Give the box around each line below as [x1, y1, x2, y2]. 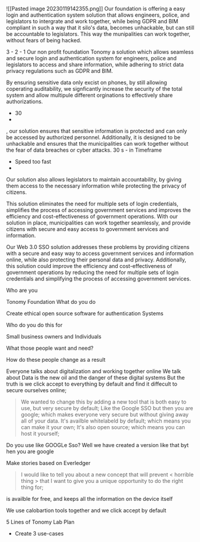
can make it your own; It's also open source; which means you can [20, 424, 185, 430]
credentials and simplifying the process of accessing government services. [6, 275, 191, 282]
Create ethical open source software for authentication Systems [6, 310, 164, 317]
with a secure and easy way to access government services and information [6, 250, 194, 257]
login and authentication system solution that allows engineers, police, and [6, 11, 190, 19]
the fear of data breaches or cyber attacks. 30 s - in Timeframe [6, 146, 162, 153]
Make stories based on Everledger [6, 460, 91, 466]
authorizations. [6, 98, 43, 105]
